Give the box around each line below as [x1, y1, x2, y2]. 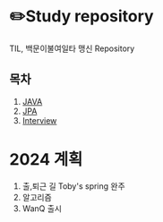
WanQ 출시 [21, 202, 63, 214]
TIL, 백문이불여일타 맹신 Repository [9, 43, 135, 54]
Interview [21, 115, 57, 125]
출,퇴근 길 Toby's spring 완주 [21, 180, 125, 192]
